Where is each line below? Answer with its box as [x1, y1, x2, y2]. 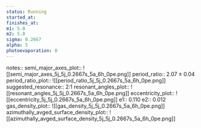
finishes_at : [6, 20, 39, 26]
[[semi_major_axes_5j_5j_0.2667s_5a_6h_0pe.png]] [6, 70, 131, 78]
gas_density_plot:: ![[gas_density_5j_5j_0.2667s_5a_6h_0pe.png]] [6, 102, 165, 109]
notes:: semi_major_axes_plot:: [6, 64, 82, 71]
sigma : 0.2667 [6, 36, 42, 42]
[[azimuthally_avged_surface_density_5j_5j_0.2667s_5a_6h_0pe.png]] [6, 115, 176, 122]
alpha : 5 [6, 42, 28, 48]
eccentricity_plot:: [130, 89, 175, 96]
